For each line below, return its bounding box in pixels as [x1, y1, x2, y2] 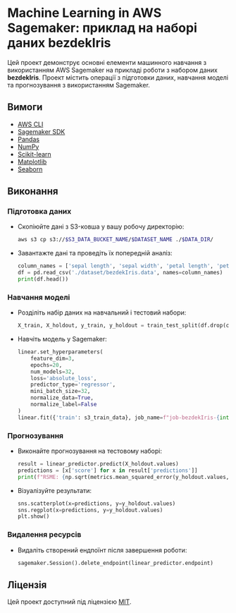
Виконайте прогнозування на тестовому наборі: [17, 447, 162, 456]
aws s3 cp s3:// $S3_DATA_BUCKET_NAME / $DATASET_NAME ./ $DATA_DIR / [17, 236, 213, 243]
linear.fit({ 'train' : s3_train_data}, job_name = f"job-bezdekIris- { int [17, 414, 230, 421]
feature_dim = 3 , [30, 355, 75, 362]
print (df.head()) [17, 276, 69, 283]
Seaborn [17, 164, 43, 174]
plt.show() [17, 513, 50, 520]
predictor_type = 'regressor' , [30, 381, 116, 389]
